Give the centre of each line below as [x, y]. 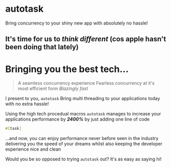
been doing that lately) [42, 47]
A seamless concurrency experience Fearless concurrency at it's [86, 83]
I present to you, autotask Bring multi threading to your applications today [83, 99]
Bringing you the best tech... [67, 69]
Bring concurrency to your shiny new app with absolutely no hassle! [77, 23]
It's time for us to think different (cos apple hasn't [86, 39]
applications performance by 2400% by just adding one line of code [77, 119]
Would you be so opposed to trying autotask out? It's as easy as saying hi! [83, 159]
